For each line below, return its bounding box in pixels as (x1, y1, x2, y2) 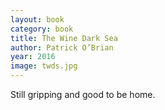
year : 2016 (10, 52, 56, 62)
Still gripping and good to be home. (10, 89, 156, 100)
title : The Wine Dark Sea (10, 33, 118, 43)
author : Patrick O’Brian (10, 42, 114, 53)
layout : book (10, 14, 65, 25)
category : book (10, 24, 74, 34)
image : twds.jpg (10, 61, 78, 71)
